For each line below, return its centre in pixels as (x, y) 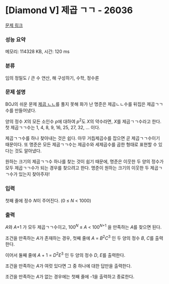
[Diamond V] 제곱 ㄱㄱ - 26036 (69, 10)
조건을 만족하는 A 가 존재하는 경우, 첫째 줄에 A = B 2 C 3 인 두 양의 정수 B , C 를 (79, 238)
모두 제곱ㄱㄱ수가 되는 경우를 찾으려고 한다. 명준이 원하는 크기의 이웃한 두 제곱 (82, 168)
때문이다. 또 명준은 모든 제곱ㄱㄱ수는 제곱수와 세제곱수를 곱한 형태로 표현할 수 (81, 145)
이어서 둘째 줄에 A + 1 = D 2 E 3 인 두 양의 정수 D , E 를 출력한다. (65, 255)
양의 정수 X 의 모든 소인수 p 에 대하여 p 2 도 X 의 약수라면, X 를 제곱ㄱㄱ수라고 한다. (83, 121)
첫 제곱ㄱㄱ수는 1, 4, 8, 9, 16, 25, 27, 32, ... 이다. (53, 128)
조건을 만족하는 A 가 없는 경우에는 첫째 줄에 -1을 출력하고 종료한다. (70, 277)
